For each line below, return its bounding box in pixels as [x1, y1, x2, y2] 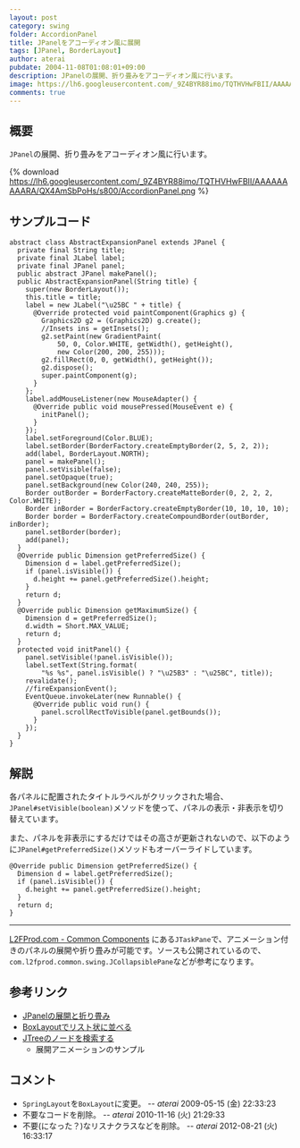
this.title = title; [25, 293, 102, 302]
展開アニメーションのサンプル [35, 1043, 146, 1054]
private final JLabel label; [17, 254, 126, 263]
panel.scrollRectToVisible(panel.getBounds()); [41, 708, 221, 717]
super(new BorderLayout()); [25, 285, 129, 294]
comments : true [9, 88, 66, 97]
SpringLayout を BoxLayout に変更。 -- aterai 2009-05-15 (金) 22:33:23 [21, 1098, 277, 1109]
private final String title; [17, 246, 126, 255]
